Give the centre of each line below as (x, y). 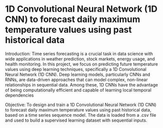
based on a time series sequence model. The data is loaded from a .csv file (81, 115)
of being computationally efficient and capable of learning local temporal (78, 90)
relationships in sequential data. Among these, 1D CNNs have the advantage (81, 85)
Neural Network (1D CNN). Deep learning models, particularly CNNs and (78, 74)
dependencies (20, 95)
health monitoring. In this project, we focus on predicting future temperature (81, 64)
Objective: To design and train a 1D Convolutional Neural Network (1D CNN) (81, 105)
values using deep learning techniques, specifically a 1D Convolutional (76, 69)
